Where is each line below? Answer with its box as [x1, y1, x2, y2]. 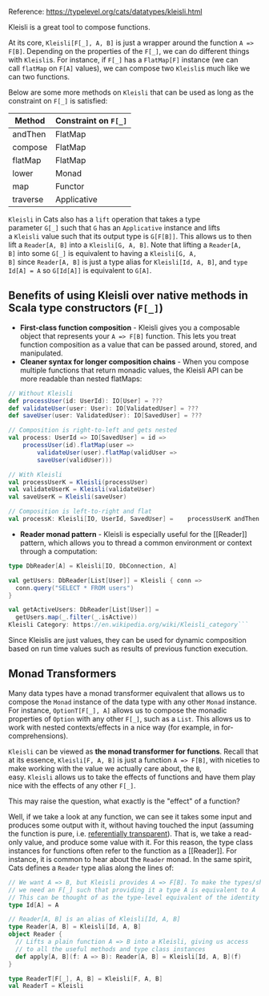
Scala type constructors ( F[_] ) [8, 301, 164, 315]
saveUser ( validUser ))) [37, 456, 113, 464]
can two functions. [8, 72, 70, 81]
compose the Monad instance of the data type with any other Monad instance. [8, 697, 258, 706]
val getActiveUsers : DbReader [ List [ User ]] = [8, 606, 159, 614]
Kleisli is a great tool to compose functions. [8, 22, 151, 31]
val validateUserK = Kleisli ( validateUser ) [8, 486, 156, 494]
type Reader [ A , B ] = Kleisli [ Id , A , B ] [8, 923, 142, 931]
